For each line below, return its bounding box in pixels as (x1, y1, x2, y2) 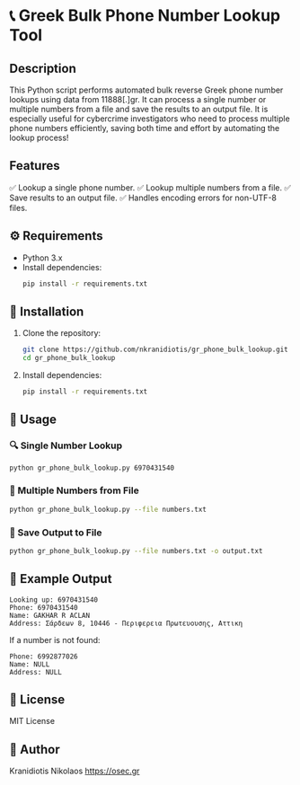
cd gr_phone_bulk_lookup (22, 354, 116, 363)
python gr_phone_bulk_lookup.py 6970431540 (9, 463, 175, 472)
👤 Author (9, 742, 60, 757)
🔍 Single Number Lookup (9, 439, 123, 452)
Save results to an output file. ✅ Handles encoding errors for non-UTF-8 (9, 192, 277, 203)
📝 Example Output (9, 571, 112, 587)
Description (9, 60, 76, 76)
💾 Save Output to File (9, 526, 102, 539)
